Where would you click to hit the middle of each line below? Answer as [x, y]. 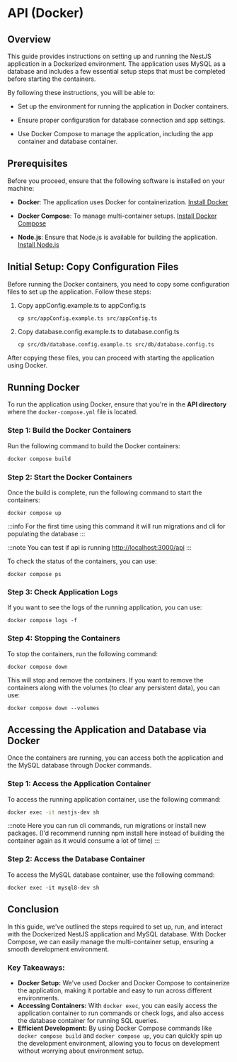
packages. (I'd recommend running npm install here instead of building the [116, 833]
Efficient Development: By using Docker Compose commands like [115, 1028]
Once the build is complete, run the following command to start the [105, 492]
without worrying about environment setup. [81, 1051]
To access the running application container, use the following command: [114, 799]
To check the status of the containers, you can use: [82, 561]
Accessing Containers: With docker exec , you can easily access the [117, 1005]
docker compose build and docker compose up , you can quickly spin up [120, 1035]
